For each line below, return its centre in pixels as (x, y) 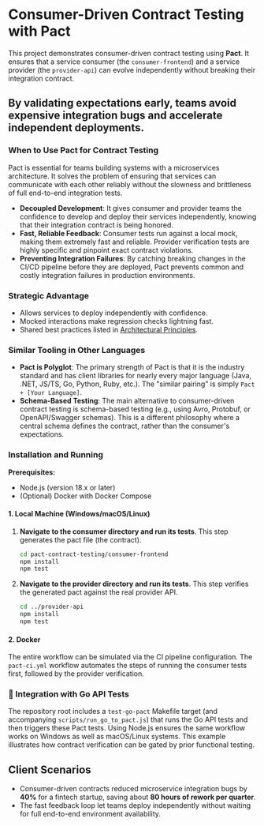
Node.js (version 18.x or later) (67, 487)
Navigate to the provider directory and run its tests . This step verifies (134, 584)
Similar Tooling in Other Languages (77, 350)
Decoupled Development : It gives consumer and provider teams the (131, 208)
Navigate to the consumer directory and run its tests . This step (124, 531)
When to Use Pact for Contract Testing (84, 150)
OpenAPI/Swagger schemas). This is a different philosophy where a (130, 418)
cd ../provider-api (52, 607)
